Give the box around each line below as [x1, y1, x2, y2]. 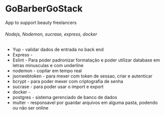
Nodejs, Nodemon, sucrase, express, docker [5, 31, 98, 37]
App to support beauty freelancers [5, 19, 77, 25]
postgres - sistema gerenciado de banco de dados [12, 94, 117, 100]
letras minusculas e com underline [12, 62, 84, 68]
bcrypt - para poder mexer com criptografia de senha [12, 78, 124, 84]
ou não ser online [12, 105, 49, 111]
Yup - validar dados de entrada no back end [12, 46, 104, 52]
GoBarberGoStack [5, 3, 83, 14]
